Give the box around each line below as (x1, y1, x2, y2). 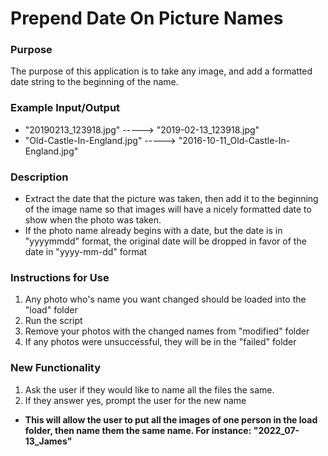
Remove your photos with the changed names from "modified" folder (24, 325, 310, 337)
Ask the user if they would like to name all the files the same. (24, 383, 275, 396)
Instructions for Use (10, 271, 110, 284)
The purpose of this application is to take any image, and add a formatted (10, 65, 313, 77)
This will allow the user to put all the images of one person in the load (24, 413, 318, 426)
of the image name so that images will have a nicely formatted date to (24, 203, 312, 216)
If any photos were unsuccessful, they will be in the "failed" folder (24, 336, 297, 348)
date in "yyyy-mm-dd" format (24, 246, 148, 258)
